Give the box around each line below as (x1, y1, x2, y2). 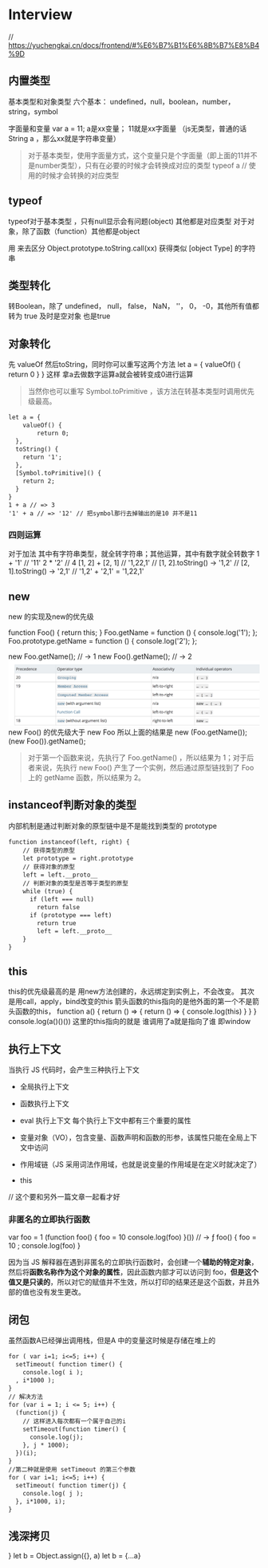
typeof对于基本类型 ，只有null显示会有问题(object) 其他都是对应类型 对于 (8, 216, 248, 226)
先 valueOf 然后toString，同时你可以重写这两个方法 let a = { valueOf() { (8, 360, 241, 369)
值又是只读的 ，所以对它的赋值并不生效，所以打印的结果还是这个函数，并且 (8, 1278, 253, 1287)
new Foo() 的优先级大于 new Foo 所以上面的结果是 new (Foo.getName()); (8, 727, 248, 737)
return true (37, 919, 77, 927)
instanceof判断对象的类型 (8, 798, 137, 812)
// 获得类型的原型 (22, 846, 76, 854)
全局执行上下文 (19, 1082, 69, 1092)
